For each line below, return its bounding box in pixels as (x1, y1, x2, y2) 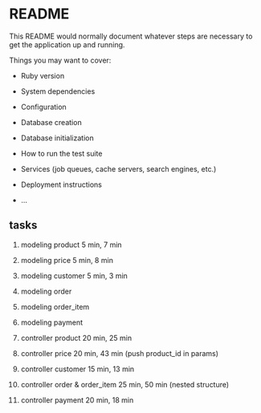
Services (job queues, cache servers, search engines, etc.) (20, 164, 217, 173)
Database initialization (20, 133, 95, 143)
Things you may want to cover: (9, 55, 112, 65)
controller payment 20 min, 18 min (20, 395, 134, 405)
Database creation (20, 117, 83, 127)
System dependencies (20, 86, 96, 96)
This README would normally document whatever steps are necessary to (9, 31, 253, 41)
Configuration (20, 102, 67, 111)
